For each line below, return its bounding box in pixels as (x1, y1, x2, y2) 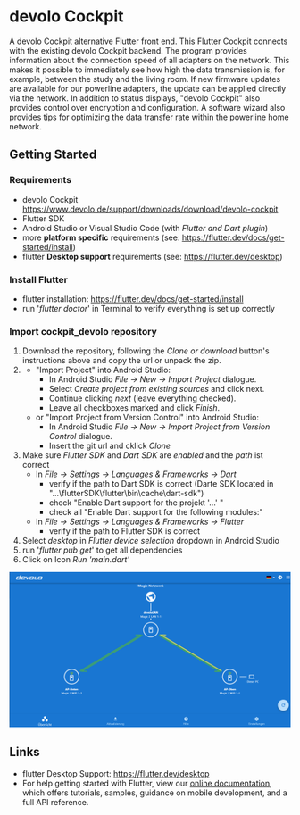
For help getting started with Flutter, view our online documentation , (21, 778, 272, 788)
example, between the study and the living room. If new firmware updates (9, 73, 281, 84)
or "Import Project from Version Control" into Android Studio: (35, 412, 259, 423)
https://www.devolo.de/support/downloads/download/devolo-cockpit (21, 204, 279, 214)
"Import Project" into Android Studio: (35, 364, 171, 376)
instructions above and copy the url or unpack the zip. (21, 355, 221, 366)
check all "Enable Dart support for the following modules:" (48, 507, 263, 518)
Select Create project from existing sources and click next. (48, 384, 265, 395)
